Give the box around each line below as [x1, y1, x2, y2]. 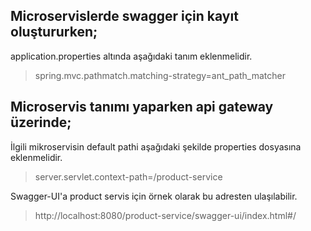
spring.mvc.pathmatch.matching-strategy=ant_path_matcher [34, 69, 286, 81]
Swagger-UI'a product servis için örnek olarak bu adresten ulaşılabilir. [10, 190, 298, 202]
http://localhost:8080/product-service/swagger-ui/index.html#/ [34, 209, 297, 221]
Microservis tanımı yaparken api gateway [10, 99, 274, 116]
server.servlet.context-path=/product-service [34, 170, 223, 183]
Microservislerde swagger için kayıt [10, 8, 239, 25]
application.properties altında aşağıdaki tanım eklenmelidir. [10, 50, 253, 62]
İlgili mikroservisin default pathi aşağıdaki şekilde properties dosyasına [10, 140, 302, 153]
